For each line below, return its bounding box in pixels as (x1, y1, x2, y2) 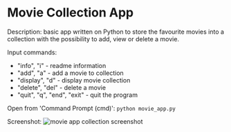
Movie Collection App (7, 5, 133, 21)
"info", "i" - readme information (17, 61, 107, 69)
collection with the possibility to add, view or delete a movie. (7, 34, 180, 43)
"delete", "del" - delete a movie (17, 83, 106, 91)
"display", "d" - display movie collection (17, 76, 131, 84)
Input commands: (7, 48, 57, 56)
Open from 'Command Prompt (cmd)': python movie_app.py (7, 104, 176, 112)
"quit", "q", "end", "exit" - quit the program (17, 91, 138, 99)
